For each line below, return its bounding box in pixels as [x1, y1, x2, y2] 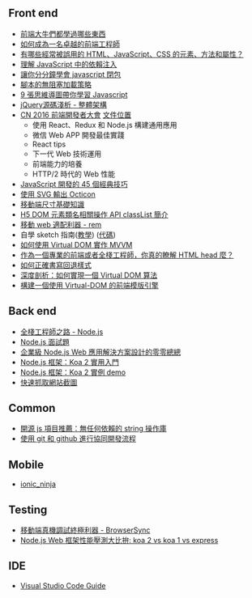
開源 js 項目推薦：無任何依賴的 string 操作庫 [19, 424, 167, 434]
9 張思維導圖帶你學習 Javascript [19, 89, 128, 100]
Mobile [8, 457, 45, 472]
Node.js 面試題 [19, 337, 70, 346]
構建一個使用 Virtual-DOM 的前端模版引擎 [19, 280, 160, 290]
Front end [8, 6, 58, 20]
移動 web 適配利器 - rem [19, 219, 102, 229]
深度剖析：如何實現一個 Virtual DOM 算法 [19, 270, 158, 280]
